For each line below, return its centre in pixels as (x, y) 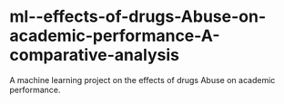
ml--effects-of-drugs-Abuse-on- (138, 17)
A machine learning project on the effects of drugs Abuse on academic (142, 80)
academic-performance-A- (115, 36)
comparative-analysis (95, 55)
